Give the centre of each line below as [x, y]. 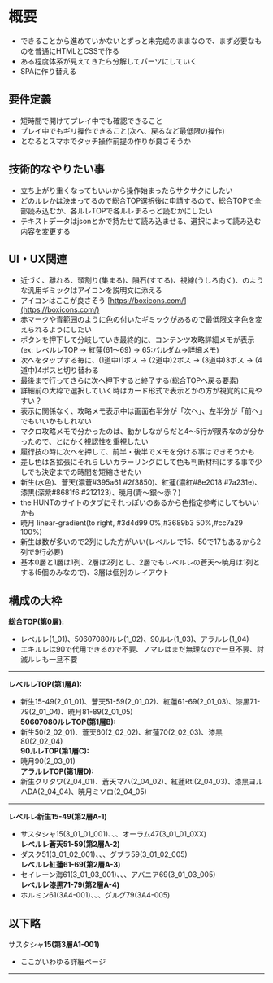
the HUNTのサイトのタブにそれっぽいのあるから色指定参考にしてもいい [140, 502]
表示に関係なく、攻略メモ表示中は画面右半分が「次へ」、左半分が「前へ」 [141, 411]
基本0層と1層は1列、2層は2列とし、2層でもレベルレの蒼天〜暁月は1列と [140, 562]
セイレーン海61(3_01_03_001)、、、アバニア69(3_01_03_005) [118, 875]
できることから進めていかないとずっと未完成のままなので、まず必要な [137, 41]
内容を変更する [45, 231]
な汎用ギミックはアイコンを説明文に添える [91, 291]
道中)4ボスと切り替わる [59, 371]
